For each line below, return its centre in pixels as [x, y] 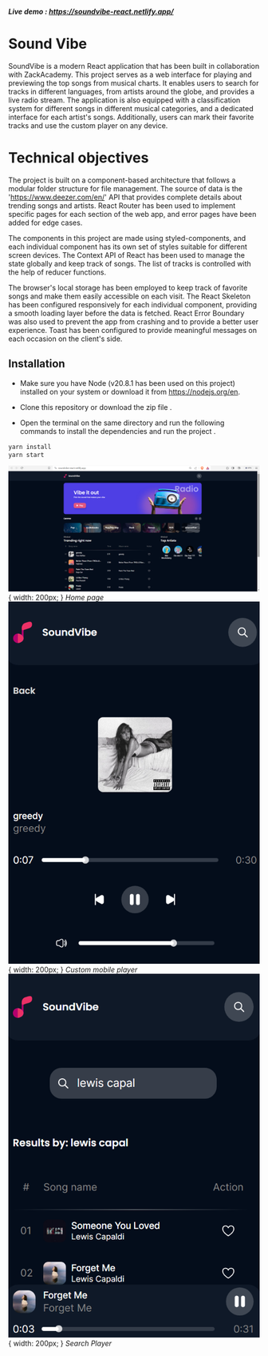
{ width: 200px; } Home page [56, 598]
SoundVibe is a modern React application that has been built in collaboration [134, 66]
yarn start [26, 455]
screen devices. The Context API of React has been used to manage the [127, 255]
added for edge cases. [45, 223]
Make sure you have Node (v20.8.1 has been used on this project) [127, 383]
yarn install [30, 447]
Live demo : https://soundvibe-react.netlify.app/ [91, 12]
